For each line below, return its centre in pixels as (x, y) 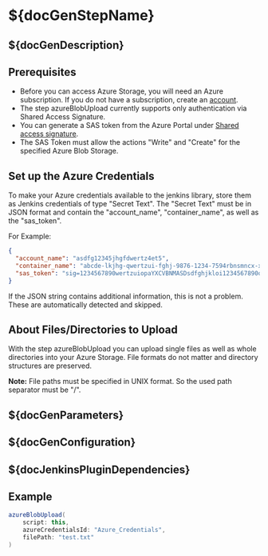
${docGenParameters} (66, 415)
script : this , (46, 522)
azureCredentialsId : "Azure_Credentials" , (94, 530)
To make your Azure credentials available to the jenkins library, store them (130, 195)
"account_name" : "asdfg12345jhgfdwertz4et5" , (93, 258)
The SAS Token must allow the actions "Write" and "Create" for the (130, 142)
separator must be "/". (45, 390)
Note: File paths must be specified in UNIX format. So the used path (120, 382)
